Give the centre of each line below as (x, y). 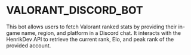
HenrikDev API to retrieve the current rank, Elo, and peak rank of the (90, 39)
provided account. (29, 46)
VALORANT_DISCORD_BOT (75, 10)
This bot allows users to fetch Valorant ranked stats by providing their (92, 27)
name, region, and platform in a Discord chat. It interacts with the (101, 33)
